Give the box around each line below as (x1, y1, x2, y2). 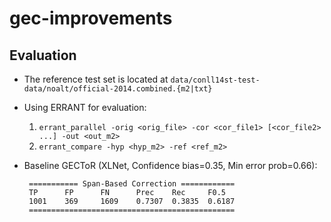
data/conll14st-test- (170, 75, 261, 85)
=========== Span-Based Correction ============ (28, 179, 236, 189)
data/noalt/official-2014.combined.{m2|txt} (23, 84, 213, 94)
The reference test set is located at (23, 73, 169, 85)
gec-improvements (9, 7, 173, 30)
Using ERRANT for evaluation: (23, 102, 147, 113)
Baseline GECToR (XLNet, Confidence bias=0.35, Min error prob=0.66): (23, 160, 318, 171)
